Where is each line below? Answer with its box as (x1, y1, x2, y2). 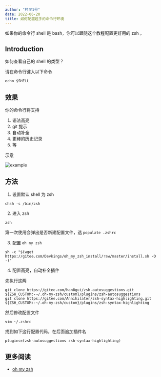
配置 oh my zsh (12, 239, 42, 245)
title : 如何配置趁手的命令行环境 (5, 16, 64, 21)
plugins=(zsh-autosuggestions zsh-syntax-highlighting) (5, 338, 121, 343)
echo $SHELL (5, 79, 29, 84)
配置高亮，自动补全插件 (12, 267, 60, 273)
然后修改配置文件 (5, 309, 40, 315)
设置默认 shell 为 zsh (12, 191, 54, 197)
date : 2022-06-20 (5, 12, 40, 17)
